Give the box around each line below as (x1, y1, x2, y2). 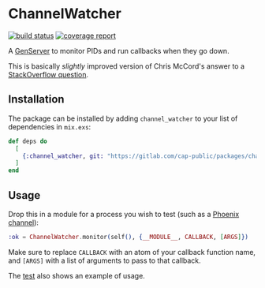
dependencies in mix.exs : (8, 122, 91, 131)
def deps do (8, 137, 47, 145)
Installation (8, 92, 65, 107)
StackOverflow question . (8, 69, 89, 79)
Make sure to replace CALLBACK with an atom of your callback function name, (8, 247, 256, 256)
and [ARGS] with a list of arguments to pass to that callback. (8, 256, 201, 265)
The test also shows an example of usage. (8, 271, 146, 280)
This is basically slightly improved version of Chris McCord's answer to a (8, 61, 245, 71)
